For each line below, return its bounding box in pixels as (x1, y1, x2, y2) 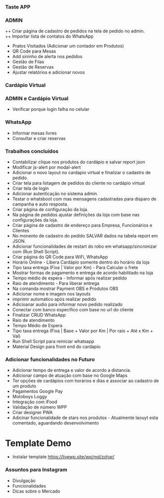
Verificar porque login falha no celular (12, 106, 90, 112)
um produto (12, 383, 36, 389)
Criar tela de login (12, 185, 49, 192)
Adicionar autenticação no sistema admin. (12, 191, 98, 197)
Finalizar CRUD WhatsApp (12, 312, 66, 318)
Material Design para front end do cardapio (12, 344, 101, 350)
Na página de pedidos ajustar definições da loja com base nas (12, 212, 140, 218)
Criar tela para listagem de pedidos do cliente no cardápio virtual (12, 180, 145, 186)
